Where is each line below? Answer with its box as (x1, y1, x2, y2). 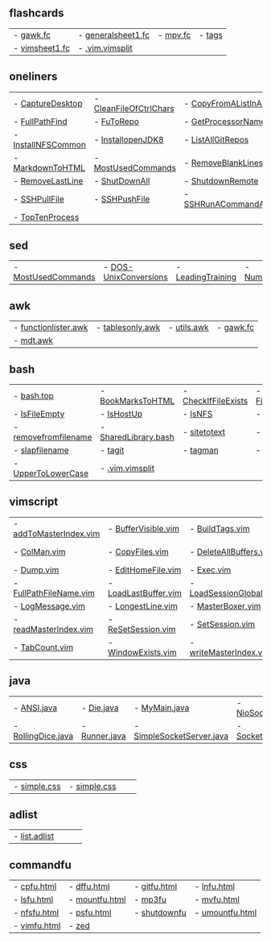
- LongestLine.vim (108, 600, 178, 611)
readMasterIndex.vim (13, 623, 94, 634)
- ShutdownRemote (183, 175, 259, 186)
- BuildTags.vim (189, 523, 250, 534)
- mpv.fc (157, 29, 191, 40)
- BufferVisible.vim (108, 523, 180, 534)
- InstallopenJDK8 (93, 134, 164, 145)
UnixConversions (103, 271, 168, 283)
